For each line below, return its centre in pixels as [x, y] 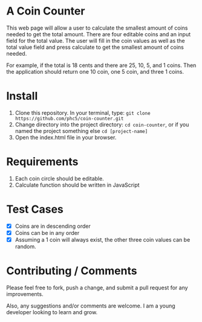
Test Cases [35, 209]
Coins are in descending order [53, 226]
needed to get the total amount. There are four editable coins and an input [99, 34]
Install [22, 96]
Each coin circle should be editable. [59, 178]
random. [25, 246]
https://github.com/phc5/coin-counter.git [69, 118]
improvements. [25, 294]
